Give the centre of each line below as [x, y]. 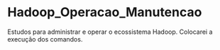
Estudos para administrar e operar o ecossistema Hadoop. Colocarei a [110, 32]
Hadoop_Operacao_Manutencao [105, 12]
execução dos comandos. [45, 39]
